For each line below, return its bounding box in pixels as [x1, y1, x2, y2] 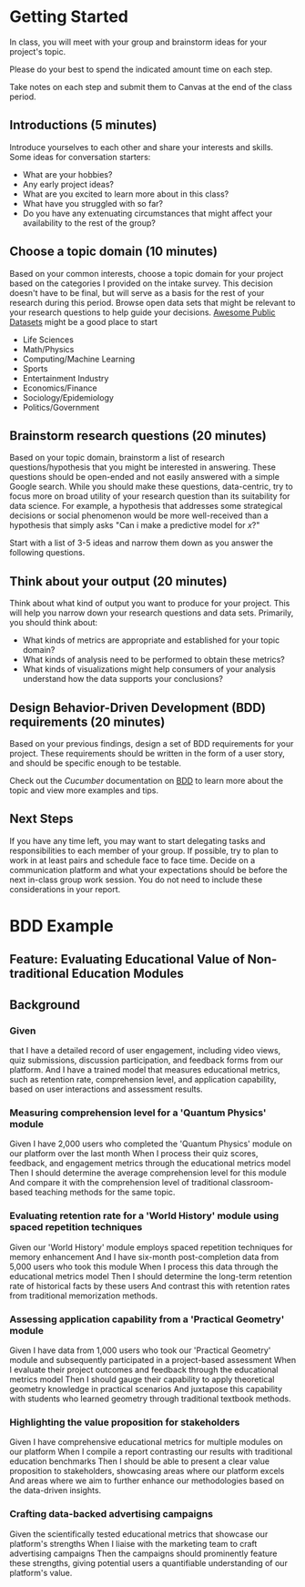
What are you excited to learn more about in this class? [22, 188, 229, 199]
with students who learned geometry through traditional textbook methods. [9, 1393, 291, 1404]
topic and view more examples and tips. [9, 785, 159, 796]
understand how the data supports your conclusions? [22, 674, 223, 685]
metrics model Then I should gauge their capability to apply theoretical [9, 1373, 275, 1385]
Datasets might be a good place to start [9, 316, 158, 327]
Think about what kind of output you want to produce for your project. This [9, 598, 290, 609]
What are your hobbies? [22, 168, 113, 179]
